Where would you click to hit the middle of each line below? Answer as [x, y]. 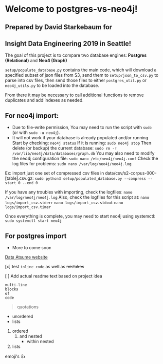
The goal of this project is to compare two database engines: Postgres [76, 55]
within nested [40, 342]
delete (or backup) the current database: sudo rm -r [64, 148]
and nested [31, 336]
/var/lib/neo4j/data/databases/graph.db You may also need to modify [83, 153]
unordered [23, 317]
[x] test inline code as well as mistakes [45, 267]
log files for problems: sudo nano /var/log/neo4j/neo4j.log [72, 164]
